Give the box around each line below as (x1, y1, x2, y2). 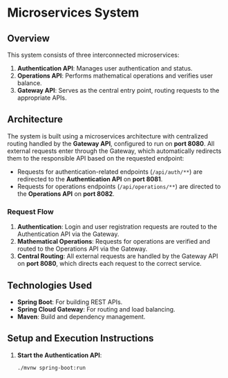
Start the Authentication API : (17, 351, 102, 359)
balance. (17, 79, 43, 87)
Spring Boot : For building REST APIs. (17, 298, 123, 306)
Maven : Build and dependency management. (17, 312, 146, 321)
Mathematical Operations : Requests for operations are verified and (17, 237, 211, 246)
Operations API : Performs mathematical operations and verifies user (17, 71, 213, 80)
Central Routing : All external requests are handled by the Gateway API (17, 252, 218, 260)
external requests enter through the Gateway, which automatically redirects (7, 147, 222, 155)
